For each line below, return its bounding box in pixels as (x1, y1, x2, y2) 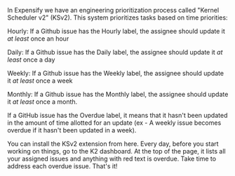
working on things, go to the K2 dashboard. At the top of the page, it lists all (7, 147, 226, 155)
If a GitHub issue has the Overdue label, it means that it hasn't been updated (7, 111, 228, 119)
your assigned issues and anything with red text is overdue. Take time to (7, 154, 216, 163)
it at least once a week (7, 76, 73, 85)
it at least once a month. (7, 97, 78, 106)
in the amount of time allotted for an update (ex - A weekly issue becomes (7, 119, 222, 127)
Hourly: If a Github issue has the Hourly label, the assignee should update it (7, 27, 226, 35)
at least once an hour (7, 34, 69, 43)
